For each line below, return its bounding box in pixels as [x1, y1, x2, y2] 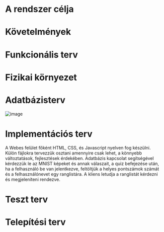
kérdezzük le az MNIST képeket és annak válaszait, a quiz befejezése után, [5, 160, 159, 166]
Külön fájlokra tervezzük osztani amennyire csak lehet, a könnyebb [5, 150, 142, 156]
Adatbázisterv [5, 94, 66, 105]
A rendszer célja [5, 3, 74, 15]
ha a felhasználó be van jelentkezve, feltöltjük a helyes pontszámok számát [5, 165, 159, 172]
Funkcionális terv [5, 49, 78, 60]
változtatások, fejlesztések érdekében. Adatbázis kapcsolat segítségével [5, 155, 154, 161]
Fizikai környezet [5, 72, 77, 83]
